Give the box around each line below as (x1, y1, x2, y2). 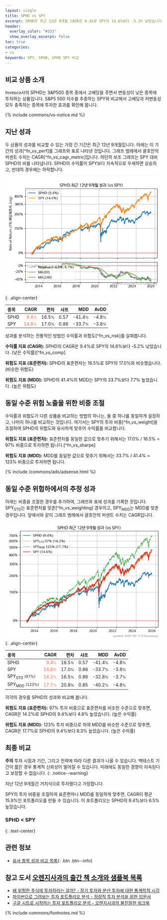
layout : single (5, 8, 37, 13)
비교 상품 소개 (5, 75, 45, 84)
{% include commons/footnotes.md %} (5, 910, 85, 916)
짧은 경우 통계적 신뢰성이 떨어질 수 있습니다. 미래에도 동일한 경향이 (14, 764, 143, 770)
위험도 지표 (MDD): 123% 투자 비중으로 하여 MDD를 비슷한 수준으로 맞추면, (5, 721, 152, 728)
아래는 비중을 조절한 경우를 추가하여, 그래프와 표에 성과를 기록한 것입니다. (5, 499, 147, 504)
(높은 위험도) (11, 383, 36, 389)
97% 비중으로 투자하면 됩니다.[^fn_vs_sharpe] (5, 442, 96, 448)
